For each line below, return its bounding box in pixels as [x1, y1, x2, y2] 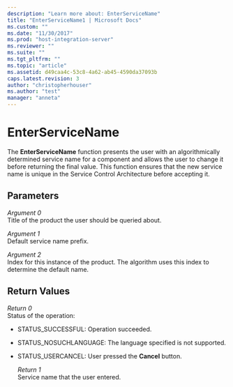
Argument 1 [7, 229, 40, 238]
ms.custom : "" [7, 23, 49, 30]
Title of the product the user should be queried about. [7, 215, 162, 224]
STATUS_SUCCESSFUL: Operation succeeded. [17, 325, 152, 333]
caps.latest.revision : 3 [7, 75, 80, 82]
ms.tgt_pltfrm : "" [7, 56, 61, 63]
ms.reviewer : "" [7, 43, 54, 50]
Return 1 [17, 365, 41, 374]
